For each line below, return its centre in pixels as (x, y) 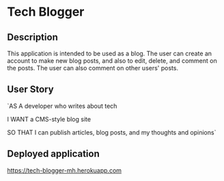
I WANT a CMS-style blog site (49, 119)
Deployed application (54, 154)
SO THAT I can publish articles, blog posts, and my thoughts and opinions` (112, 132)
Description (32, 37)
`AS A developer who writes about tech (62, 106)
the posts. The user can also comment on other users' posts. (93, 68)
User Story (30, 89)
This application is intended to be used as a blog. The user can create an (110, 53)
